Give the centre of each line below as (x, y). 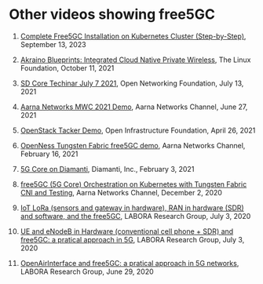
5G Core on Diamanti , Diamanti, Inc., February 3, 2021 (107, 169)
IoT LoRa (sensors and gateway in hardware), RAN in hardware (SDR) (132, 208)
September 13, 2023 (53, 44)
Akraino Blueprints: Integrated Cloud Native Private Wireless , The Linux (135, 60)
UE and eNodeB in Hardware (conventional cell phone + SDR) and (127, 231)
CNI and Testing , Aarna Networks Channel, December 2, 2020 (121, 192)
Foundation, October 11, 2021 (67, 67)
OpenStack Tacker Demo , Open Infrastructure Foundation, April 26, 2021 (138, 130)
